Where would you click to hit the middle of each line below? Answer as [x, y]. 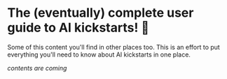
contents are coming [37, 68]
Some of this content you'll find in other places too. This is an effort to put [114, 47]
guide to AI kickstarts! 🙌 [78, 28]
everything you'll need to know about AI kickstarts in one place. [99, 55]
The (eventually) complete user [101, 13]
